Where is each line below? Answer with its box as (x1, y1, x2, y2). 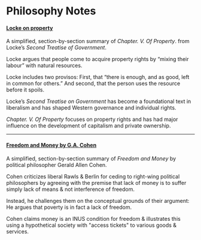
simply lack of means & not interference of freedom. (6, 186, 135, 193)
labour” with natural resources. (6, 62, 83, 69)
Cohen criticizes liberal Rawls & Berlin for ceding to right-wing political (6, 172, 180, 180)
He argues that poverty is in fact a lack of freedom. (6, 203, 132, 211)
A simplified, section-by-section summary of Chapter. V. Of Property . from (6, 38, 190, 45)
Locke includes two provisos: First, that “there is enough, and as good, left (6, 74, 190, 81)
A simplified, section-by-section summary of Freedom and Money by (6, 154, 176, 162)
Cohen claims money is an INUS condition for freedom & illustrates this (6, 215, 181, 222)
